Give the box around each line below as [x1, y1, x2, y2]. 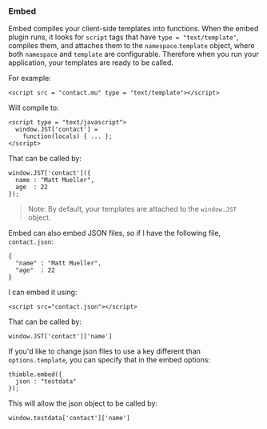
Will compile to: [8, 103, 59, 113]
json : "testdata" [15, 378, 78, 386]
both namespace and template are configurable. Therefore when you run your [8, 50, 259, 59]
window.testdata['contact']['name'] [8, 415, 130, 423]
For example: [8, 74, 52, 83]
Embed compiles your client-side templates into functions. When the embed [8, 24, 259, 34]
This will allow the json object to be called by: [8, 399, 158, 408]
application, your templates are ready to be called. [8, 58, 174, 67]
